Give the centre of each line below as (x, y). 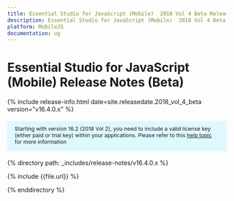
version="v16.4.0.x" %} (41, 110)
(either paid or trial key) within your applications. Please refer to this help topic (114, 135)
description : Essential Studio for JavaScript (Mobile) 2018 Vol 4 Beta (117, 20)
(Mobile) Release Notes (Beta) (96, 83)
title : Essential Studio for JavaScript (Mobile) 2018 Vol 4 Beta (107, 14)
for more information (41, 141)
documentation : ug (34, 33)
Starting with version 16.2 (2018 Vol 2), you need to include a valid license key (113, 129)
